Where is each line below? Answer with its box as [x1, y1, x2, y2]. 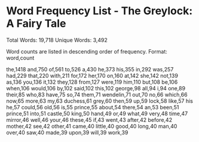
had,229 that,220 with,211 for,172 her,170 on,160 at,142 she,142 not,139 [6, 72, 178, 79]
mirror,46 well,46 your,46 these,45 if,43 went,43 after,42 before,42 [6, 116, 172, 123]
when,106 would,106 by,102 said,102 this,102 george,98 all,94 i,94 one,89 [6, 84, 186, 91]
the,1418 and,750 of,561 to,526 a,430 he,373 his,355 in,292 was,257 [6, 65, 174, 72]
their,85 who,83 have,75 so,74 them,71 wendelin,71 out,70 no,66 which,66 [6, 91, 188, 98]
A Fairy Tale [6, 17, 66, 30]
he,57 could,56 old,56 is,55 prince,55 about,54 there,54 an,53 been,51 [6, 103, 179, 111]
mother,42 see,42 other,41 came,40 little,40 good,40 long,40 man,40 [6, 122, 177, 130]
